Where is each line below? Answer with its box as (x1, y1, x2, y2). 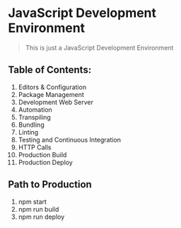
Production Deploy (18, 158, 73, 166)
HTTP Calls (18, 143, 52, 152)
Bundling (18, 120, 45, 129)
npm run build (18, 205, 59, 213)
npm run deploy (18, 212, 65, 221)
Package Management (18, 90, 84, 98)
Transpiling (18, 113, 52, 121)
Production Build (18, 150, 67, 159)
